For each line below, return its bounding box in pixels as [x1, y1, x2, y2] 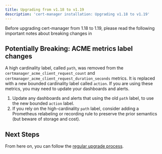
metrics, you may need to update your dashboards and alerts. [5, 86, 130, 92]
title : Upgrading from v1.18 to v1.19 [5, 7, 84, 12]
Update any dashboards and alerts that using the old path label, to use [12, 95, 154, 101]
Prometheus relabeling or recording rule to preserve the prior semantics [12, 111, 158, 117]
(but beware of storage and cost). [12, 116, 80, 122]
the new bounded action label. [12, 101, 74, 107]
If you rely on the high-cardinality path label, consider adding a [12, 106, 139, 111]
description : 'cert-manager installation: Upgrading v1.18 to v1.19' [5, 12, 150, 17]
